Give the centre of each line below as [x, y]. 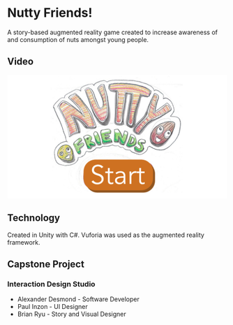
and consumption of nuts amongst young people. [78, 39]
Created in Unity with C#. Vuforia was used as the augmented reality [106, 235]
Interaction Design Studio [51, 284]
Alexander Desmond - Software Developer [78, 299]
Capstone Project [46, 264]
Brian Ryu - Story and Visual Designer [72, 314]
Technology [34, 218]
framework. [24, 242]
